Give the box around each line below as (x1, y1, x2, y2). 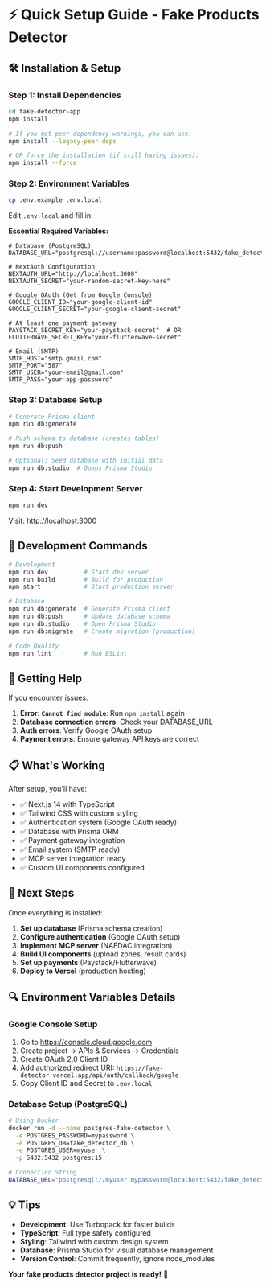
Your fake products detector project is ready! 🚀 (8, 1269, 169, 1279)
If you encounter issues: (8, 693, 88, 703)
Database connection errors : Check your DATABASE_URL (19, 717, 213, 727)
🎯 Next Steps (8, 886, 75, 900)
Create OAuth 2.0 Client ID (19, 1054, 108, 1063)
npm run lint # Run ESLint (8, 649, 128, 657)
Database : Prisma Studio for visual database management (19, 1245, 214, 1255)
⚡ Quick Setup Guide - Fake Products (8, 6, 260, 24)
